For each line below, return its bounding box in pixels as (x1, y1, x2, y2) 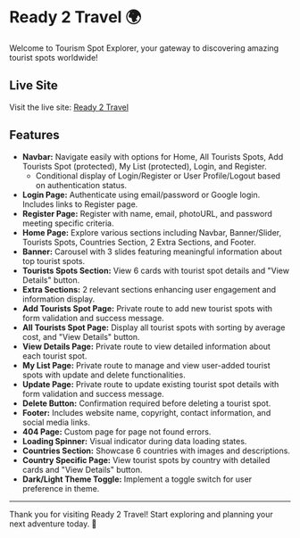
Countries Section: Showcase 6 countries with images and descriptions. (21, 445, 290, 456)
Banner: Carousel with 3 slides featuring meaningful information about (21, 246, 283, 257)
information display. (21, 294, 96, 304)
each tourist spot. (21, 350, 87, 361)
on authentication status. (35, 179, 128, 190)
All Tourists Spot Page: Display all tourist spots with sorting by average (21, 322, 286, 333)
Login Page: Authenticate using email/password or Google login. (21, 189, 261, 200)
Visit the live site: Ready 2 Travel (9, 102, 129, 112)
